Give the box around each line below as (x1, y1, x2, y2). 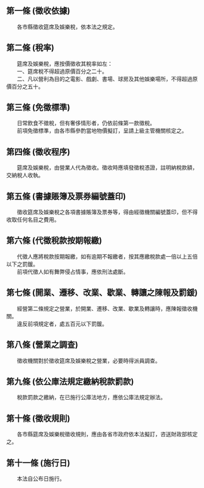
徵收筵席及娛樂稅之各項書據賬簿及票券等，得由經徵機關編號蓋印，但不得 (16, 209, 198, 216)
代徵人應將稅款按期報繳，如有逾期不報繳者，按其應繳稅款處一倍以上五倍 (16, 253, 198, 260)
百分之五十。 (11, 83, 44, 90)
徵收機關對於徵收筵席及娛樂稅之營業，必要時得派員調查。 (16, 357, 161, 364)
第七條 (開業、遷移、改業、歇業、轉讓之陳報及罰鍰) (6, 288, 198, 298)
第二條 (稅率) (6, 43, 55, 53)
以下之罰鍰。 (6, 260, 38, 268)
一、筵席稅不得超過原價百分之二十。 (16, 68, 107, 75)
